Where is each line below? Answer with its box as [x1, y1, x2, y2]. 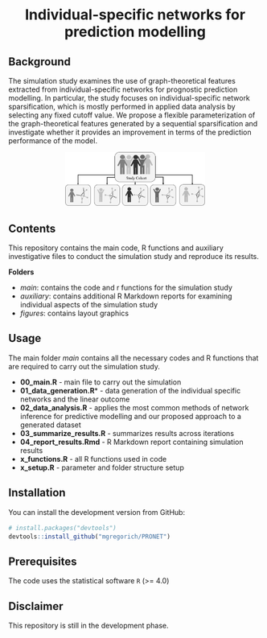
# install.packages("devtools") [8, 524, 117, 532]
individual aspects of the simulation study [19, 300, 158, 309]
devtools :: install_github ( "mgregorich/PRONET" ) [8, 533, 171, 541]
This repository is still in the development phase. [8, 621, 169, 630]
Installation [8, 486, 66, 500]
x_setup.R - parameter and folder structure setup [19, 463, 185, 472]
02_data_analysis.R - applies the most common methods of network [19, 402, 249, 412]
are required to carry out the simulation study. [8, 361, 161, 371]
